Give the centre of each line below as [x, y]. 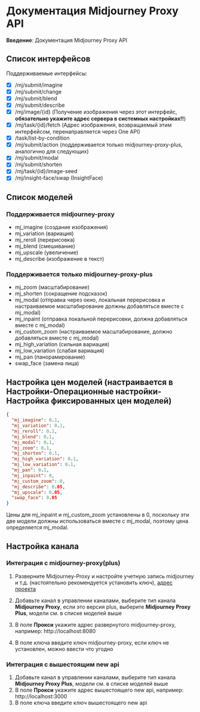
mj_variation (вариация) [44, 233]
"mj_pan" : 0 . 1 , [30, 470]
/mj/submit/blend [36, 98]
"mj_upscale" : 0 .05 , [37, 492]
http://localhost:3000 [41, 696]
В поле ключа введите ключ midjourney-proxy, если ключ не [92, 642]
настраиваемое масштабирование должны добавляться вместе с [99, 306]
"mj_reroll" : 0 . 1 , [35, 431]
